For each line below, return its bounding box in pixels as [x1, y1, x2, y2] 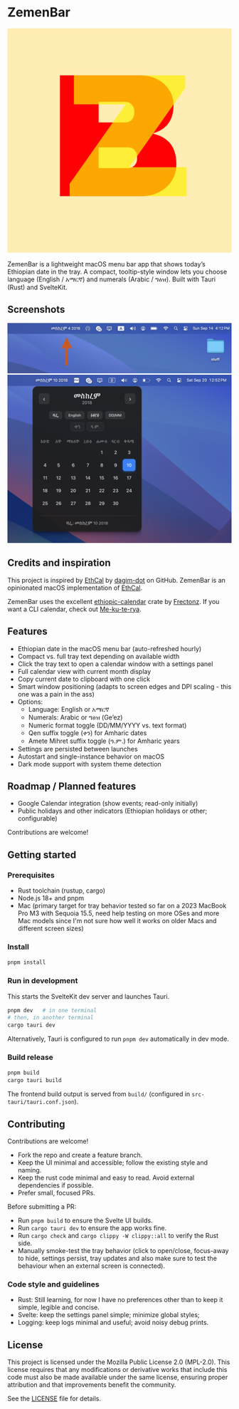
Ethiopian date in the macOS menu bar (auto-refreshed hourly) [17, 644, 202, 652]
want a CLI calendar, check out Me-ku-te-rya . [7, 605, 142, 613]
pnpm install [7, 959, 46, 966]
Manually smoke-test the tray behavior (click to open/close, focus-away [17, 1247, 229, 1255]
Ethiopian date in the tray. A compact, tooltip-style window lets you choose [7, 267, 228, 276]
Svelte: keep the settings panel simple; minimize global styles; [17, 1311, 201, 1319]
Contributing [7, 1118, 65, 1130]
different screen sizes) [17, 924, 84, 933]
